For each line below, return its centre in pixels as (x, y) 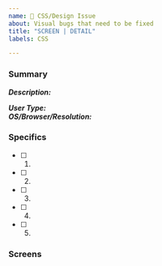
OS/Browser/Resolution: (50, 116)
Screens (25, 254)
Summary (28, 74)
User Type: (28, 107)
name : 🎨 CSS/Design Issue (52, 16)
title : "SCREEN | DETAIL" (52, 31)
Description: (30, 92)
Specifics (28, 137)
